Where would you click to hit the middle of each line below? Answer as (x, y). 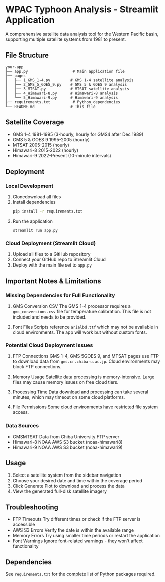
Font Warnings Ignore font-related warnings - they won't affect (78, 541)
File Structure (27, 55)
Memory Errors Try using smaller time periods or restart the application (86, 536)
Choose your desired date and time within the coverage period (77, 481)
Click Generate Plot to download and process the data (68, 486)
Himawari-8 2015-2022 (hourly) (46, 150)
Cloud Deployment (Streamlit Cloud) (51, 243)
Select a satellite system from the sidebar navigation (67, 475)
